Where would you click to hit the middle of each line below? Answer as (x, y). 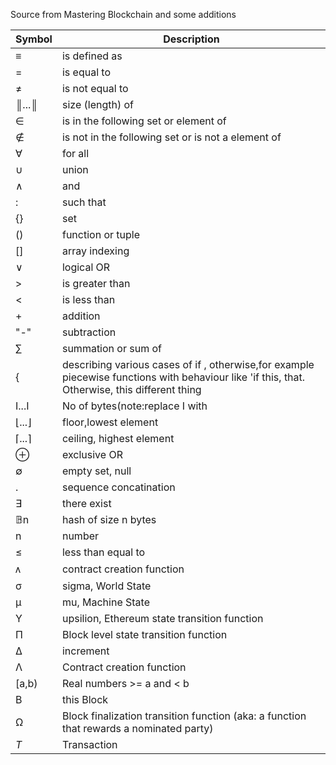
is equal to (86, 72)
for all (75, 153)
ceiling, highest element (118, 438)
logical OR (86, 267)
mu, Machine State (105, 602)
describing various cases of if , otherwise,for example (188, 364)
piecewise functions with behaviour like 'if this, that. (183, 377)
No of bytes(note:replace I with (134, 406)
